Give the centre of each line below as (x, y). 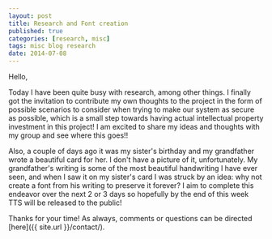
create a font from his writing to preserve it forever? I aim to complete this (131, 186)
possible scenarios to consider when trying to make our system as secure (132, 109)
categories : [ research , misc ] (59, 38)
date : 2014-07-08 (38, 53)
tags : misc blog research (52, 46)
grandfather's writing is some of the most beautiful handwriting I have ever (133, 168)
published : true (36, 31)
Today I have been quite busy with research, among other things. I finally (130, 92)
